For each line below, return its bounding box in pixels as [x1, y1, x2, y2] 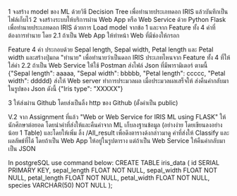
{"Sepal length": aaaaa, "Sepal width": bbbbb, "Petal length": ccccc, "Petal [8, 69, 226, 78]
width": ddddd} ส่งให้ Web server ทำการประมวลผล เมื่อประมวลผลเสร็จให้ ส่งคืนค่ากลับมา [8, 77, 229, 85]
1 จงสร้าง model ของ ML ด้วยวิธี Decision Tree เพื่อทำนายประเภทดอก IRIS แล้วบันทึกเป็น [8, 8, 229, 16]
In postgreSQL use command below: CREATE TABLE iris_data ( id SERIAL [8, 159, 220, 166]
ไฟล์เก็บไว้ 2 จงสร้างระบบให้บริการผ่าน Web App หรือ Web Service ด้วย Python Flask [8, 16, 226, 23]
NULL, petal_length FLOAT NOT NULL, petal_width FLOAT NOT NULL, [8, 173, 210, 182]
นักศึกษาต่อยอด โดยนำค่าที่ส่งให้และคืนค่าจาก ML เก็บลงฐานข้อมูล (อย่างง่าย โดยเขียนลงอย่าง [8, 121, 223, 129]
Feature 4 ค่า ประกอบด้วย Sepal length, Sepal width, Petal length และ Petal [8, 45, 214, 54]
